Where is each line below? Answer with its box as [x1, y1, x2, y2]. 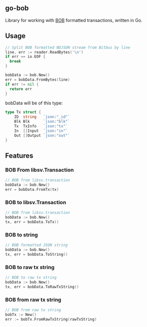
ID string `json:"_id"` [14, 114, 70, 119]
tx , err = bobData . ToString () [5, 252, 68, 257]
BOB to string [5, 231, 38, 238]
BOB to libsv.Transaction [5, 199, 66, 206]
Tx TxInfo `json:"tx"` [14, 124, 68, 129]
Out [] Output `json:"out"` [14, 133, 70, 138]
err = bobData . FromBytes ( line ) [5, 77, 70, 82]
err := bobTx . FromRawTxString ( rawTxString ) [5, 317, 97, 322]
